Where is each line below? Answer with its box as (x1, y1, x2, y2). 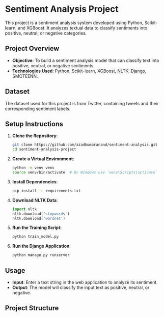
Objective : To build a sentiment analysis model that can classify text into (12, 58, 160, 63)
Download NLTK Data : (12, 197, 58, 203)
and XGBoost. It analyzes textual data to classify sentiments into (18, 25, 148, 30)
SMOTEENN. (12, 73, 38, 79)
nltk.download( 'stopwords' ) (12, 211, 70, 216)
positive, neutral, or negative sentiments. (12, 62, 95, 68)
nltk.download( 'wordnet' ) (12, 216, 65, 221)
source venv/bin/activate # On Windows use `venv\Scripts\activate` (12, 170, 158, 175)
